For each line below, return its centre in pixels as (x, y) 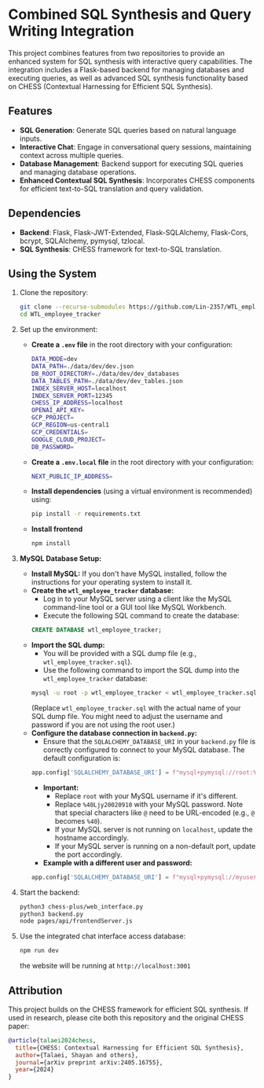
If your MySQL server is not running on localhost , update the (154, 829)
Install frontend (57, 529)
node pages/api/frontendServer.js (76, 921)
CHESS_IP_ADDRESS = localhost (77, 403)
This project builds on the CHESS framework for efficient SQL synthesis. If (128, 1009)
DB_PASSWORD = (53, 447)
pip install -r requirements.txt (86, 514)
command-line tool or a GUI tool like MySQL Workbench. (135, 607)
